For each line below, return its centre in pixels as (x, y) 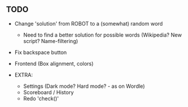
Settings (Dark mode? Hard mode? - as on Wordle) (84, 86)
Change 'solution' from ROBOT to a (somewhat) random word (89, 23)
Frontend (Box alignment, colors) (54, 63)
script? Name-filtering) (51, 41)
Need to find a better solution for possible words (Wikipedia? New (102, 35)
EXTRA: (24, 74)
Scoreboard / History (48, 92)
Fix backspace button (41, 52)
